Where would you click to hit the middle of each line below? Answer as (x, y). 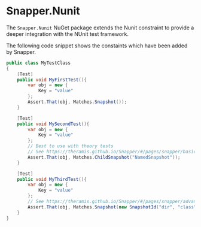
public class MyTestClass (38, 63)
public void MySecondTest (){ (53, 124)
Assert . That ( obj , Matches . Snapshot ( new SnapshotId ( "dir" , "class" (112, 207)
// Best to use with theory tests (71, 146)
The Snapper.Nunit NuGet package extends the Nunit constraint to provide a (100, 28)
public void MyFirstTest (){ (52, 80)
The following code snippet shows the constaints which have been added (97, 46)
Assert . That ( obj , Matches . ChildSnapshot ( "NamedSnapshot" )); (104, 157)
